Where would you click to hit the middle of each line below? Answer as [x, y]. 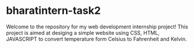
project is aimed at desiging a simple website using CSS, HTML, [83, 32]
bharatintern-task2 [53, 11]
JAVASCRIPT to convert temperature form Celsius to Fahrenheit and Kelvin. [96, 39]
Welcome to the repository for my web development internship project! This [97, 27]
